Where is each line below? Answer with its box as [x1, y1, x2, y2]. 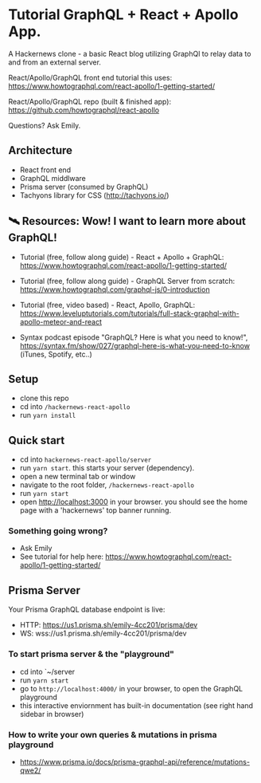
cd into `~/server [19, 667, 76, 676]
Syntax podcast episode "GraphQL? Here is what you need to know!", [19, 332, 248, 342]
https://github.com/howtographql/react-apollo [8, 105, 160, 115]
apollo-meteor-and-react [19, 317, 102, 326]
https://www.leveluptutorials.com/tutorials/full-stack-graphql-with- [19, 309, 240, 318]
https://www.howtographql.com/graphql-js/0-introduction [19, 285, 210, 294]
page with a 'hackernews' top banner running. [19, 506, 172, 515]
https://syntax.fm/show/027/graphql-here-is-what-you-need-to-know [19, 340, 251, 350]
